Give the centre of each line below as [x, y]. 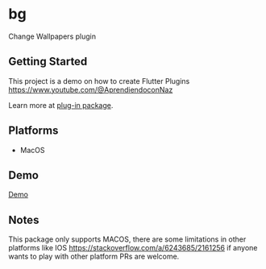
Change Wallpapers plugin [52, 36]
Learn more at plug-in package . [61, 105]
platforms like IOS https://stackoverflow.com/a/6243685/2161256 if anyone [133, 248]
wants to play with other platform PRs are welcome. [94, 257]
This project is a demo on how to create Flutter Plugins [99, 81]
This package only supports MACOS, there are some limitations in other [127, 239]
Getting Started [48, 62]
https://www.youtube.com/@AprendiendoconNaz [91, 89]
